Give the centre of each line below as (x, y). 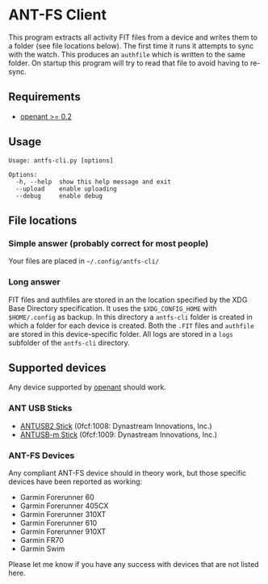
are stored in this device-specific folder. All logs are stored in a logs (121, 334)
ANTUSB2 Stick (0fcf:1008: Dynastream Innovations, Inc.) (116, 426)
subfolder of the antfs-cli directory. (69, 342)
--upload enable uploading (66, 189)
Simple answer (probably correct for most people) (109, 243)
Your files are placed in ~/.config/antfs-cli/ (84, 261)
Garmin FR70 (42, 540)
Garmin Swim (42, 548)
